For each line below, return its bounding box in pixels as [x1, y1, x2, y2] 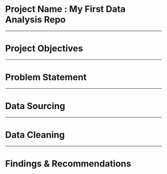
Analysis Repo [5, 14, 66, 25]
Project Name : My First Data [5, 3, 126, 15]
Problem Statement [5, 72, 87, 83]
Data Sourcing [5, 101, 66, 112]
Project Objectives [5, 43, 83, 54]
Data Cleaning [5, 129, 65, 140]
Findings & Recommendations [5, 158, 132, 169]
